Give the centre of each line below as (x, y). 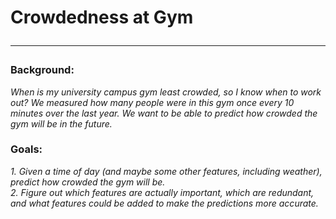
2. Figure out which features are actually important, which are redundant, (162, 192)
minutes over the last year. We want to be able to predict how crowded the (164, 113)
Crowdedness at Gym (102, 17)
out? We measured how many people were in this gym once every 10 (152, 102)
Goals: (26, 149)
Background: (42, 70)
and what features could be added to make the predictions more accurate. (164, 203)
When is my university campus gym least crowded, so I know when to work (166, 92)
